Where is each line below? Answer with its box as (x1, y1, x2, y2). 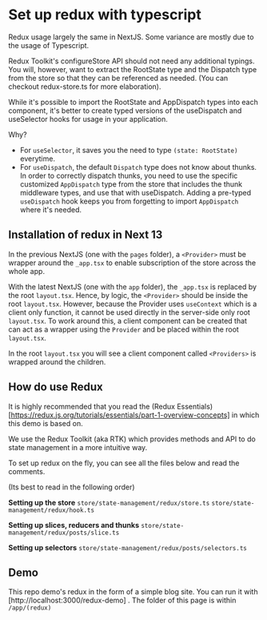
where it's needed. (19, 204, 82, 214)
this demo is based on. (8, 418, 83, 428)
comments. (8, 466, 46, 476)
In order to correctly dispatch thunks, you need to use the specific (19, 171, 238, 180)
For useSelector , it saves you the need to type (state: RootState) (19, 145, 238, 155)
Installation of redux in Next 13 (8, 228, 163, 242)
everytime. (19, 154, 56, 163)
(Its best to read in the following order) (8, 482, 135, 492)
